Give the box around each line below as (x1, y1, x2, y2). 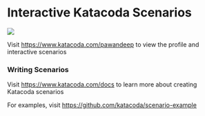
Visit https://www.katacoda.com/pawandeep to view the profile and (7, 40, 199, 49)
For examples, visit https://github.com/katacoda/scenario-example (7, 101, 197, 109)
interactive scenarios (7, 47, 67, 56)
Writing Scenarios (7, 65, 69, 74)
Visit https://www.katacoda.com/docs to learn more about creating (7, 80, 197, 89)
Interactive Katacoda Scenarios (7, 5, 192, 21)
